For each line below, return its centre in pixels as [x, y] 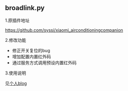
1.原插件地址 [17, 20]
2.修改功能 [16, 40]
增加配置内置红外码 [32, 56]
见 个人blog [16, 83]
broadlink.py [25, 8]
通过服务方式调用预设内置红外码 [44, 62]
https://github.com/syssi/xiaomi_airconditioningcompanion [64, 30]
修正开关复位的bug [31, 50]
